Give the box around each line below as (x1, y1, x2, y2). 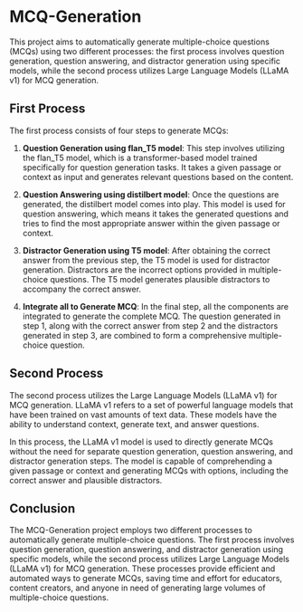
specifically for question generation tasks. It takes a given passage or (22, 161, 282, 173)
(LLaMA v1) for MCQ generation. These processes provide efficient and (9, 563, 276, 574)
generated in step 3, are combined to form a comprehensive (22, 330, 247, 340)
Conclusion (9, 501, 76, 516)
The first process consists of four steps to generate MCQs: (9, 125, 229, 136)
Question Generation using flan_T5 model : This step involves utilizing (22, 142, 285, 153)
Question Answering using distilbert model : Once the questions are (22, 188, 279, 200)
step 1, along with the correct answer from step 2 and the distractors (22, 320, 279, 331)
